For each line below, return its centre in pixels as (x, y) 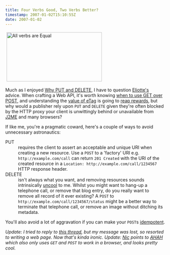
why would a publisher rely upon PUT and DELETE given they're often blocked (84, 106)
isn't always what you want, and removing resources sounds (81, 180)
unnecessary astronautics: (33, 132)
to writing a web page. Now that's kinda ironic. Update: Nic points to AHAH (84, 237)
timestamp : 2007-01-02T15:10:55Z (41, 15)
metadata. (28, 212)
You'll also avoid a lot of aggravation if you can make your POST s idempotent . (85, 222)
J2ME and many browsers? (34, 117)
